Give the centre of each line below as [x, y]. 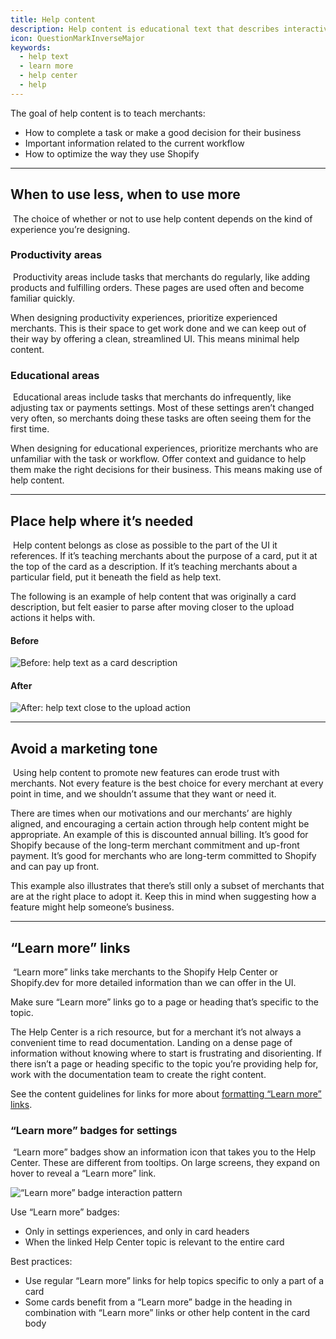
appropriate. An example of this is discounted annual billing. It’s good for [159, 835]
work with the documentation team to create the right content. [138, 1074]
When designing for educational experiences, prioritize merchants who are [164, 448]
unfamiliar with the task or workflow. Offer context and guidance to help [158, 459]
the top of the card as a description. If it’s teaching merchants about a [154, 566]
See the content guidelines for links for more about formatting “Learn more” [166, 1094]
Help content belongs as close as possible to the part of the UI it [145, 545]
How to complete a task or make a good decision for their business [163, 132]
